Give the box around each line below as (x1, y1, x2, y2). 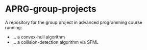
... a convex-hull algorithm (12, 34, 65, 40)
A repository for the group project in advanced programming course (5, 19, 143, 25)
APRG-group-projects (5, 3, 97, 15)
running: (5, 24, 22, 30)
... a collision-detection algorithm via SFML (12, 39, 99, 45)
